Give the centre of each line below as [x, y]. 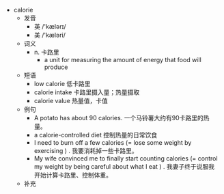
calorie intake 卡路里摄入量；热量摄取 [87, 92]
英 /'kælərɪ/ [50, 26]
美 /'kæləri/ [50, 35]
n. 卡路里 [46, 52]
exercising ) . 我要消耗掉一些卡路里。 [86, 151]
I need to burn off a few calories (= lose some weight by [113, 142]
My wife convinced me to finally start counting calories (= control [126, 158]
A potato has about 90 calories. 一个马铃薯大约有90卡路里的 [118, 118]
